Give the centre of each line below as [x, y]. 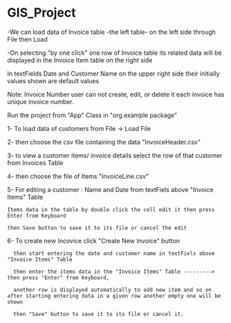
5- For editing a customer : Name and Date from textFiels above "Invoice [110, 189]
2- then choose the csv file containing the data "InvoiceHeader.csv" [104, 142]
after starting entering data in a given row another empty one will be [114, 296]
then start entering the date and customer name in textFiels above [114, 253]
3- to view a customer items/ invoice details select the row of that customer [115, 155]
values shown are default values [53, 80]
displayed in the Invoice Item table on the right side [80, 60]
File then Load [28, 39]
